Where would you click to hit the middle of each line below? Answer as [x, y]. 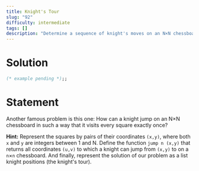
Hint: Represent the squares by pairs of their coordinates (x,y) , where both [98, 136]
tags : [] [17, 28]
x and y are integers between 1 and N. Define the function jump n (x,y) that [98, 143]
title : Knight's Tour [33, 12]
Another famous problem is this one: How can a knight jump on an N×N [93, 118]
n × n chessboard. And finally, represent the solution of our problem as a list [97, 155]
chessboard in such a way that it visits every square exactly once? [87, 125]
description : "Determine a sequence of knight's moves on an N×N [88, 34]
